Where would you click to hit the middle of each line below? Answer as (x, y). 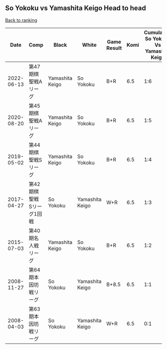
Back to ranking (21, 20)
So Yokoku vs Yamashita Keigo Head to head (76, 8)
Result (114, 48)
